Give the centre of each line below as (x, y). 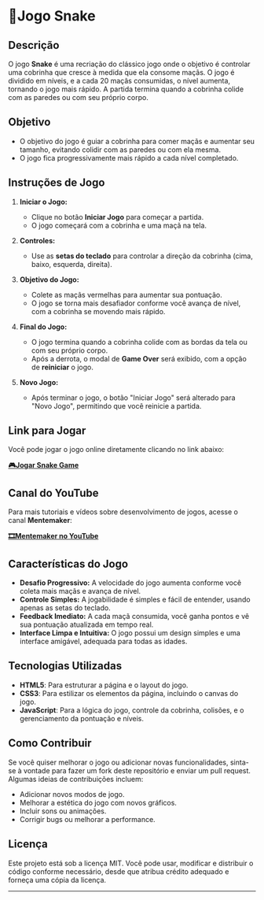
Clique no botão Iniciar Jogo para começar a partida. (117, 217)
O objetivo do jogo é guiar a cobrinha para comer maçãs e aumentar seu (137, 141)
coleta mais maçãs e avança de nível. (80, 591)
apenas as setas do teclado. (65, 608)
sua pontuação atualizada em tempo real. (86, 624)
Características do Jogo (68, 563)
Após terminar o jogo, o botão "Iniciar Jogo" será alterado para (133, 398)
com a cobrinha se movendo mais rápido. (98, 311)
